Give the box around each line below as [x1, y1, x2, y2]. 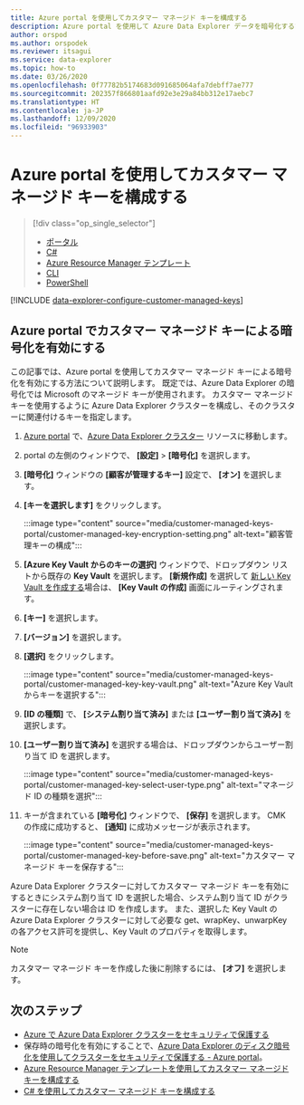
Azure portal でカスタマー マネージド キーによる [10, 323, 280, 339]
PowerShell [45, 277, 89, 288]
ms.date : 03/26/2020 [10, 72, 89, 82]
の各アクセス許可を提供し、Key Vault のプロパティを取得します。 [10, 926, 252, 937]
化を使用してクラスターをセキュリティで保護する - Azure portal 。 [23, 1052, 268, 1062]
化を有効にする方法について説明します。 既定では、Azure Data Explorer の [10, 377, 288, 388]
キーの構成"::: [31, 540, 82, 551]
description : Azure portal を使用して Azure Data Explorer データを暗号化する [10, 22, 295, 31]
